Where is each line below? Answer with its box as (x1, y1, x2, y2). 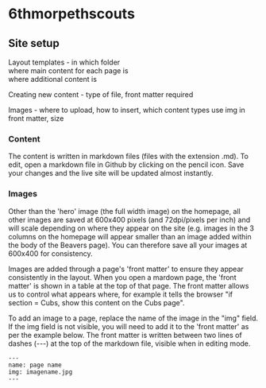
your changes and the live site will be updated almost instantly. (8, 169, 214, 178)
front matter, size (8, 114, 64, 123)
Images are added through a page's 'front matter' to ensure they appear (8, 264, 244, 274)
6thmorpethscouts (8, 5, 135, 23)
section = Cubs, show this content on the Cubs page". (8, 297, 185, 307)
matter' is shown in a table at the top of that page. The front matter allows (8, 281, 249, 290)
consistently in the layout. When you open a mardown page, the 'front (8, 272, 237, 282)
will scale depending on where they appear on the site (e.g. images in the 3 (8, 223, 254, 233)
